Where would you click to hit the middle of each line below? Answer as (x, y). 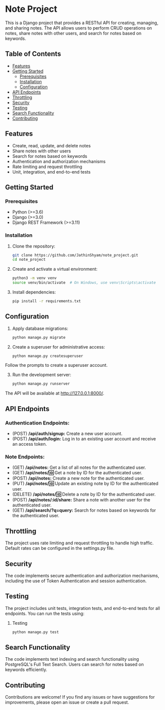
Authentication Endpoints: (37, 423)
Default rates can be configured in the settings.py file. (60, 548)
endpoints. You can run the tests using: (45, 613)
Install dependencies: (34, 292)
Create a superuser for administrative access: (58, 347)
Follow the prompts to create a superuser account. (56, 365)
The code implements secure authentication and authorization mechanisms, (82, 575)
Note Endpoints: (25, 457)
